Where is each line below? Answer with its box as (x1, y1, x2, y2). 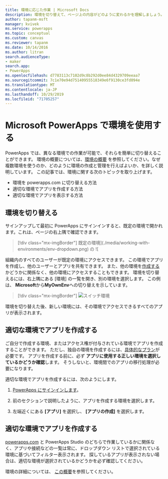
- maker (5, 59, 22, 64)
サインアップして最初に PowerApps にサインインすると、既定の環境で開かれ (5, 223, 163, 228)
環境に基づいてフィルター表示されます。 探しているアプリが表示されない (5, 451, 155, 457)
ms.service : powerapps (5, 26, 53, 31)
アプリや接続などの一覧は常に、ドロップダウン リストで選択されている (14, 445, 160, 451)
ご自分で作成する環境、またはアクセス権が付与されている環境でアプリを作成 (5, 340, 163, 346)
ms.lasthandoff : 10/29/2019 (5, 92, 64, 97)
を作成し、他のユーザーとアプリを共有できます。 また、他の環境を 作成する (5, 263, 160, 269)
